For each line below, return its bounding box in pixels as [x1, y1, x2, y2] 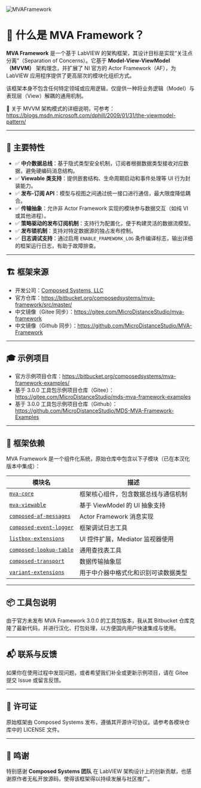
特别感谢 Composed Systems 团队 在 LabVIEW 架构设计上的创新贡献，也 [6, 768, 187, 775]
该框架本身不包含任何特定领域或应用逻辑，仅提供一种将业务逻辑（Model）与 [6, 85, 195, 92]
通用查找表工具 [79, 546, 121, 555]
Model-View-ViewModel [108, 57, 170, 64]
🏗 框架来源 [6, 267, 49, 277]
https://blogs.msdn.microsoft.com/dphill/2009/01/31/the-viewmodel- [6, 112, 176, 119]
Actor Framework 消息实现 [79, 513, 154, 521]
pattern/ [6, 118, 26, 125]
